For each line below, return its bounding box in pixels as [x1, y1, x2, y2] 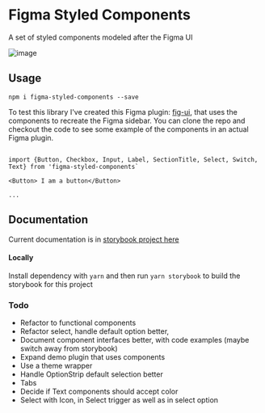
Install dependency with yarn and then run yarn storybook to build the [8, 271, 241, 280]
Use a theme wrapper [19, 361, 93, 371]
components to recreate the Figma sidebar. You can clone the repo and [8, 116, 246, 125]
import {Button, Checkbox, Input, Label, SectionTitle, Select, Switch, [8, 155, 259, 163]
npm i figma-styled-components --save [8, 93, 139, 101]
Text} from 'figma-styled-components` [8, 162, 139, 171]
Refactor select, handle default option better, [19, 327, 170, 336]
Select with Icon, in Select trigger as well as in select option [19, 395, 219, 405]
